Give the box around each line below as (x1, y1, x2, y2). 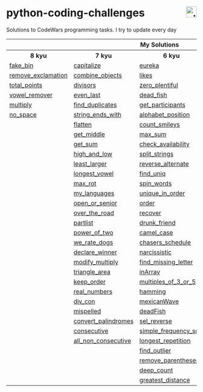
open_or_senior (73, 198, 118, 207)
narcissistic (139, 248, 172, 256)
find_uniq (139, 169, 166, 178)
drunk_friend (139, 218, 176, 227)
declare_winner (73, 248, 117, 256)
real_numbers (73, 287, 113, 296)
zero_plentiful (139, 80, 178, 89)
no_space (9, 110, 37, 119)
